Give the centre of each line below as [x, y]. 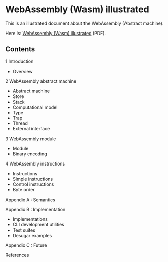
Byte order [24, 189]
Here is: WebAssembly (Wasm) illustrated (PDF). [56, 33]
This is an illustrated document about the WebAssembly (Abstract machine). [85, 23]
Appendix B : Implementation [35, 209]
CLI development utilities [38, 224]
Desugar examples [32, 235]
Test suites [24, 230]
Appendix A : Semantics [30, 200]
